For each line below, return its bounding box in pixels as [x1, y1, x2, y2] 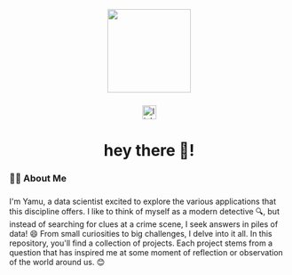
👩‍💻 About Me [9, 173, 67, 185]
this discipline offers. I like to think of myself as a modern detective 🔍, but [9, 206, 280, 216]
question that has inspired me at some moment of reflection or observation [9, 247, 284, 257]
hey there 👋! [103, 141, 195, 161]
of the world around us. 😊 [9, 256, 106, 267]
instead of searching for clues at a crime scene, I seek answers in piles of [9, 218, 279, 230]
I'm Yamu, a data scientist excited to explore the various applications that [9, 196, 277, 206]
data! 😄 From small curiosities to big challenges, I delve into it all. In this [9, 228, 272, 239]
